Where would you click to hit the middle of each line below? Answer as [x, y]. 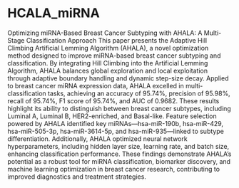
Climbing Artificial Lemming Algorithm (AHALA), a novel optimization [108, 48]
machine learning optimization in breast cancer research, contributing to [113, 169]
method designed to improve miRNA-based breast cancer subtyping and [114, 56]
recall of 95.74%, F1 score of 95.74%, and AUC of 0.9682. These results [113, 100]
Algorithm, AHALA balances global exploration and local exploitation [108, 70]
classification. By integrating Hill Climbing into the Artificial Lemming [108, 63]
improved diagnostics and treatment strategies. [77, 177]
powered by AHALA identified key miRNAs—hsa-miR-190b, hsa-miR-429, [115, 123]
